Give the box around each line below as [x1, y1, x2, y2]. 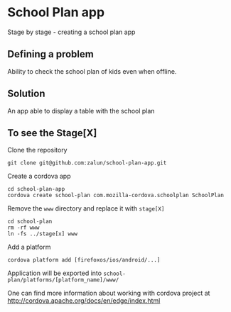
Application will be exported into [7, 269, 102, 277]
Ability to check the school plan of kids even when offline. [7, 67, 177, 75]
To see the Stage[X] [7, 127, 97, 139]
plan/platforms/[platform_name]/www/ [7, 277, 119, 284]
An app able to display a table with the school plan [7, 106, 155, 115]
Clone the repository [7, 146, 68, 155]
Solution [7, 88, 45, 100]
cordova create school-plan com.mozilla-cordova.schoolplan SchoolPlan [7, 192, 224, 199]
